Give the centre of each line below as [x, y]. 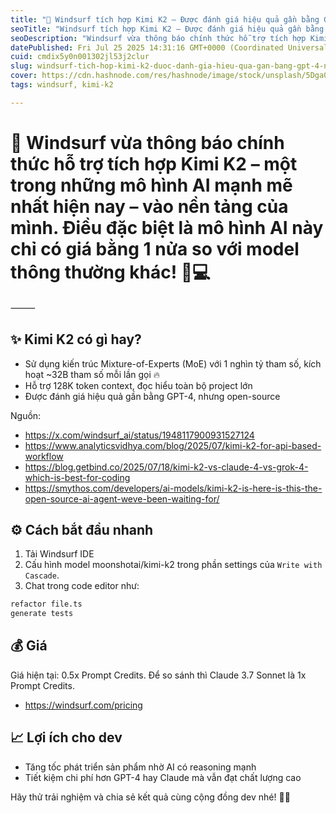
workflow [44, 456]
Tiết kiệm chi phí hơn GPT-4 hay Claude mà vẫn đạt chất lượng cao [163, 777]
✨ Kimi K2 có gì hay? [76, 339]
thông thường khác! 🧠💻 [110, 272]
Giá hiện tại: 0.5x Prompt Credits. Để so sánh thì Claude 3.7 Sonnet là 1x [158, 675]
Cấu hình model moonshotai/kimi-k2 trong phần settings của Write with [173, 565]
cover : [24, 76]
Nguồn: [26, 415]
